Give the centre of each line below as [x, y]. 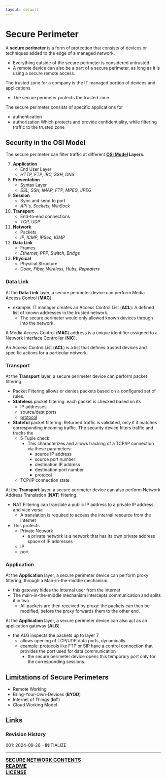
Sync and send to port [43, 201]
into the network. [37, 323]
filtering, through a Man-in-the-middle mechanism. [57, 581]
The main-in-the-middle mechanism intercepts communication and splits [87, 595]
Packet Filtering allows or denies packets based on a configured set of [84, 391]
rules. [18, 396]
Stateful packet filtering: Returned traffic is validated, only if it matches [85, 422]
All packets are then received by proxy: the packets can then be [85, 606]
